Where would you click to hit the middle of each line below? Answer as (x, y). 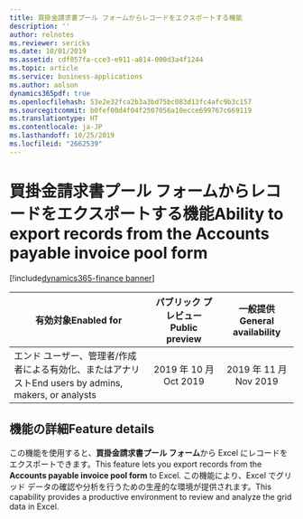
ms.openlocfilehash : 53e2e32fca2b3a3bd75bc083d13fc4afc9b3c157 (131, 102)
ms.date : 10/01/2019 (48, 52)
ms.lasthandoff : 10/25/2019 (62, 136)
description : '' (40, 26)
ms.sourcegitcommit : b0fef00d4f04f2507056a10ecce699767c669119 (131, 110)
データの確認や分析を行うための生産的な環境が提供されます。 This (149, 486)
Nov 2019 (257, 381)
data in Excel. (34, 506)
